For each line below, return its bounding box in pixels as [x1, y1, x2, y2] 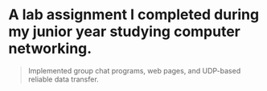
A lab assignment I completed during [8, 6, 260, 24]
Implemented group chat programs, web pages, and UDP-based [27, 65, 241, 75]
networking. [8, 40, 92, 57]
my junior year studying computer [8, 22, 241, 41]
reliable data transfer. [27, 74, 99, 84]
